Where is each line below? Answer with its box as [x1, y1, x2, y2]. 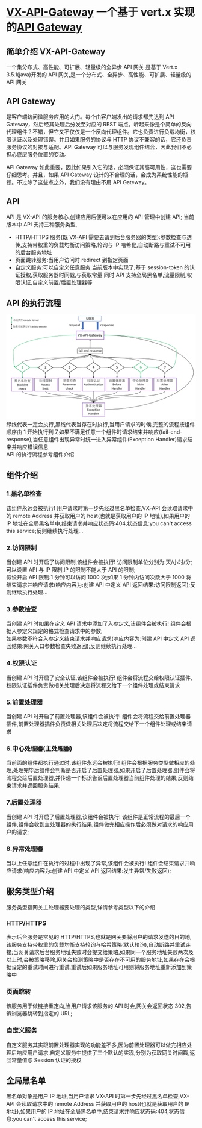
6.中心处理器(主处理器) [6, 744, 73, 753]
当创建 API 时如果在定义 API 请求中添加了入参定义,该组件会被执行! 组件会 [6, 620, 186, 627]
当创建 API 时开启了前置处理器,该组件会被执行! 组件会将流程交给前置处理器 [6, 712, 191, 720]
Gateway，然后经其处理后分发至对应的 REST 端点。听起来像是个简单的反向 [6, 120, 192, 128]
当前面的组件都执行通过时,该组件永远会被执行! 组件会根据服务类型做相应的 [6, 759, 190, 767]
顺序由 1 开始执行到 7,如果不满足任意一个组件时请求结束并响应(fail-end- [6, 428, 183, 435]
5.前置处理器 [6, 698, 43, 706]
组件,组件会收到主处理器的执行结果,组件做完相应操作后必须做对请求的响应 [6, 820, 189, 828]
